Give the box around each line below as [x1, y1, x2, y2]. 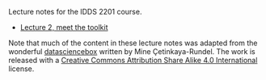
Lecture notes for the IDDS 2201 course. [8, 7, 142, 16]
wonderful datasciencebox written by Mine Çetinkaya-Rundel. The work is [8, 47, 256, 56]
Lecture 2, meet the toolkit [19, 23, 108, 32]
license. [8, 64, 35, 74]
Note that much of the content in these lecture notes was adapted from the [8, 38, 258, 48]
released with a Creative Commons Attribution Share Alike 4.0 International [8, 56, 258, 65]
